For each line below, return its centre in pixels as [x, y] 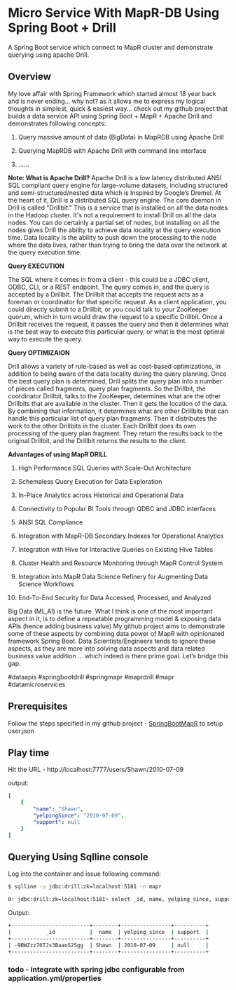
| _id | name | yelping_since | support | [109, 932]
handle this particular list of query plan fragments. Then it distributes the [112, 418]
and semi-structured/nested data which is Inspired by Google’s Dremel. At [114, 192]
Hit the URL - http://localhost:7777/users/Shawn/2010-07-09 [96, 770]
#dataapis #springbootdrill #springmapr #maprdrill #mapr [91, 677]
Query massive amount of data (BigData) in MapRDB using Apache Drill [121, 137]
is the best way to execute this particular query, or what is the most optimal [116, 332]
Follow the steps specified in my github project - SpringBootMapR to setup [116, 723]
